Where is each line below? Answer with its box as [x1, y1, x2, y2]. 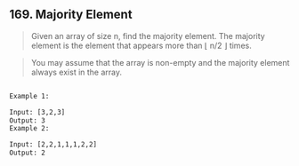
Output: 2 [9, 148, 46, 158]
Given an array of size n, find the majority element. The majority [30, 30, 265, 41]
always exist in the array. [30, 67, 123, 77]
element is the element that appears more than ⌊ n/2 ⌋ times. [30, 40, 252, 51]
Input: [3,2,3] [9, 107, 66, 116]
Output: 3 [9, 115, 46, 125]
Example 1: [9, 91, 50, 100]
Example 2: [9, 124, 50, 133]
